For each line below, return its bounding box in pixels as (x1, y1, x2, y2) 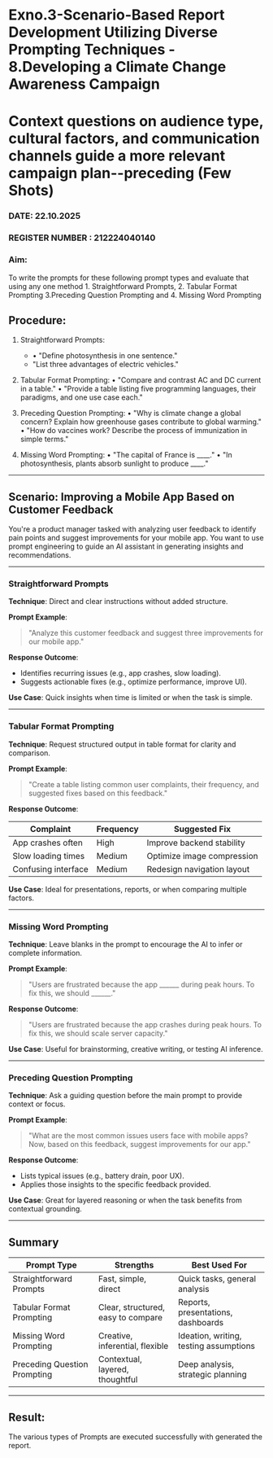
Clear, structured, (98, 1302, 165, 1313)
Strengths (115, 1259, 154, 1271)
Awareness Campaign (8, 75, 160, 94)
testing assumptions (178, 1341, 256, 1352)
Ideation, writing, (178, 1330, 242, 1342)
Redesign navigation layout (146, 863, 250, 874)
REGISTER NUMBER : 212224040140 (8, 232, 156, 243)
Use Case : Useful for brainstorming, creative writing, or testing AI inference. (8, 1044, 263, 1054)
